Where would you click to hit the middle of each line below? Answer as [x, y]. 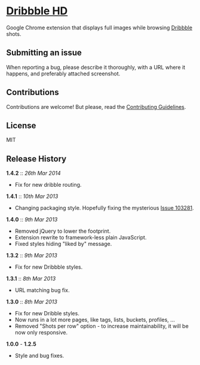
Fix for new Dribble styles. [47, 314]
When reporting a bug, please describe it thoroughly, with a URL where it [96, 67]
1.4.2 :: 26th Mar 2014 [33, 173]
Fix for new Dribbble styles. [49, 267]
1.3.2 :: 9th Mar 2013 [32, 255]
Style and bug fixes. [39, 356]
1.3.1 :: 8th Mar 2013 [31, 279]
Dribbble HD [37, 11]
